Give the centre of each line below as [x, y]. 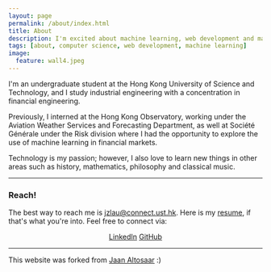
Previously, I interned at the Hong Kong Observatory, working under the [127, 116]
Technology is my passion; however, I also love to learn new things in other [133, 157]
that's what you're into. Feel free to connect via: [88, 221]
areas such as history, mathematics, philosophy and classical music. [122, 166]
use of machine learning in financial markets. [83, 142]
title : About [30, 31]
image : [19, 53]
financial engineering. [44, 101]
